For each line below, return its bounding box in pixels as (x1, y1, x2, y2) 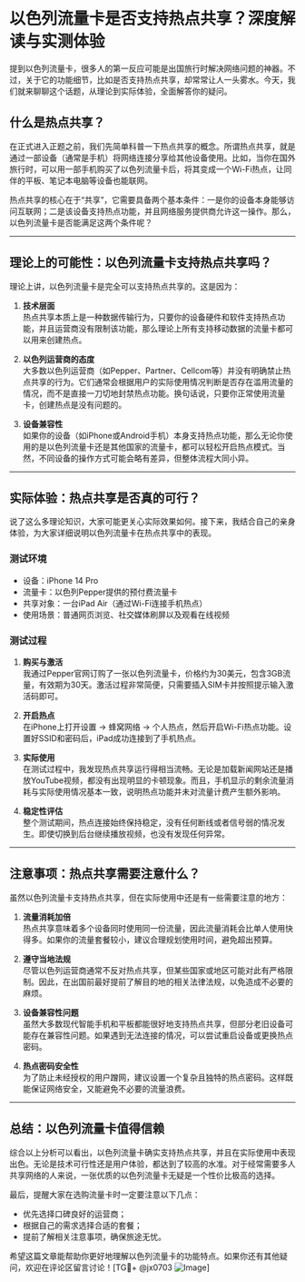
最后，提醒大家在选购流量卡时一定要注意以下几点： (9, 1189, 201, 1200)
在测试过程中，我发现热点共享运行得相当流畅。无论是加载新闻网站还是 (22, 763, 286, 774)
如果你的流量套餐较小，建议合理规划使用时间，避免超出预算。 (46, 934, 278, 945)
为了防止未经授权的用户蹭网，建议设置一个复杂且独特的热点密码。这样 (22, 1072, 286, 1083)
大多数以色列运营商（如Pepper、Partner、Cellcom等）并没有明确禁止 (22, 365, 283, 376)
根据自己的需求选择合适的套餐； (22, 1219, 143, 1230)
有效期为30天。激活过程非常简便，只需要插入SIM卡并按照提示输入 (38, 679, 286, 690)
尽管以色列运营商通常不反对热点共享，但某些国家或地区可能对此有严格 (22, 964, 286, 975)
